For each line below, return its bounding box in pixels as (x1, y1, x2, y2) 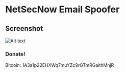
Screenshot (5, 24, 43, 33)
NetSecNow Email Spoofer (5, 4, 120, 15)
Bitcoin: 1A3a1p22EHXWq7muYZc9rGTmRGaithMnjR (5, 62, 114, 68)
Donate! (5, 50, 26, 58)
